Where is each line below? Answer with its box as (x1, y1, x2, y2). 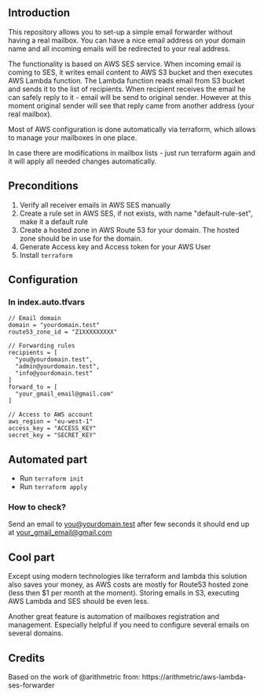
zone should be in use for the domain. (19, 234, 143, 243)
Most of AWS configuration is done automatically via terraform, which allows (8, 124, 256, 134)
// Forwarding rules (8, 342, 76, 350)
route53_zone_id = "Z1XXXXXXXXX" (8, 328, 118, 337)
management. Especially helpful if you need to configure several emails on (8, 621, 250, 630)
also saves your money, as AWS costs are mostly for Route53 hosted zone (8, 580, 249, 589)
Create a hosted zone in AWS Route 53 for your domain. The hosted (19, 225, 240, 234)
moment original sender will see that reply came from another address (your (8, 101, 255, 110)
